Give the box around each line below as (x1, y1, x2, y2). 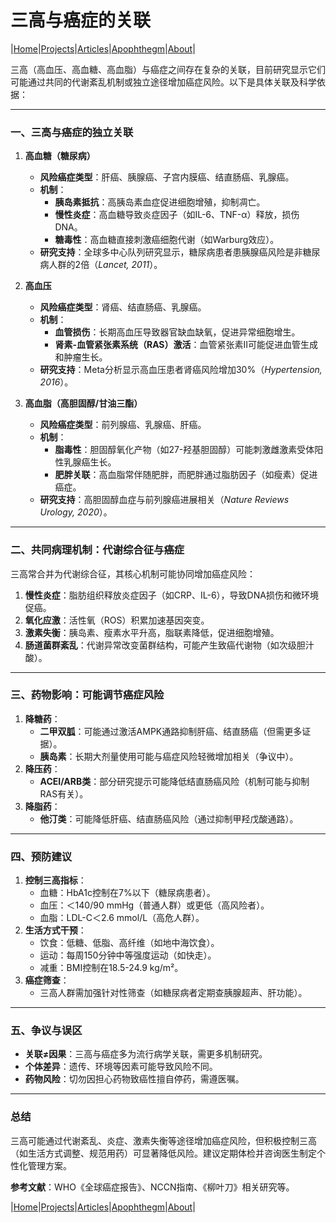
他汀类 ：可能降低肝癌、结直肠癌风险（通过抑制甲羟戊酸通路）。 (39, 812, 299, 825)
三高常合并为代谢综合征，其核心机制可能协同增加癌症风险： (10, 567, 256, 580)
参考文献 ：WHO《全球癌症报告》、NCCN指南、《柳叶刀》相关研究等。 (10, 1181, 295, 1193)
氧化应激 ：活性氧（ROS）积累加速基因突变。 (24, 614, 210, 626)
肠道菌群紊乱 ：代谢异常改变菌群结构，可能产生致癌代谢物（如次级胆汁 (24, 639, 315, 651)
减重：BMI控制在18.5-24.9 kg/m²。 (39, 962, 184, 974)
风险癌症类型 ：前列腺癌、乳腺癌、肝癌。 (39, 419, 207, 431)
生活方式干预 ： (24, 924, 87, 936)
